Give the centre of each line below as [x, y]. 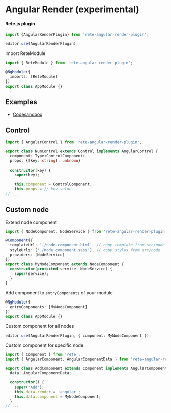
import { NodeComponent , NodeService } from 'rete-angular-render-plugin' [86, 231]
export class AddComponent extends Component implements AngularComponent [86, 368]
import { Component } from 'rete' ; [43, 354]
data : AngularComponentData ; [41, 373]
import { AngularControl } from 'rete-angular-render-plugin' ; [74, 142]
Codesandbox [27, 114]
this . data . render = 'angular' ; [48, 392]
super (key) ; [27, 175]
